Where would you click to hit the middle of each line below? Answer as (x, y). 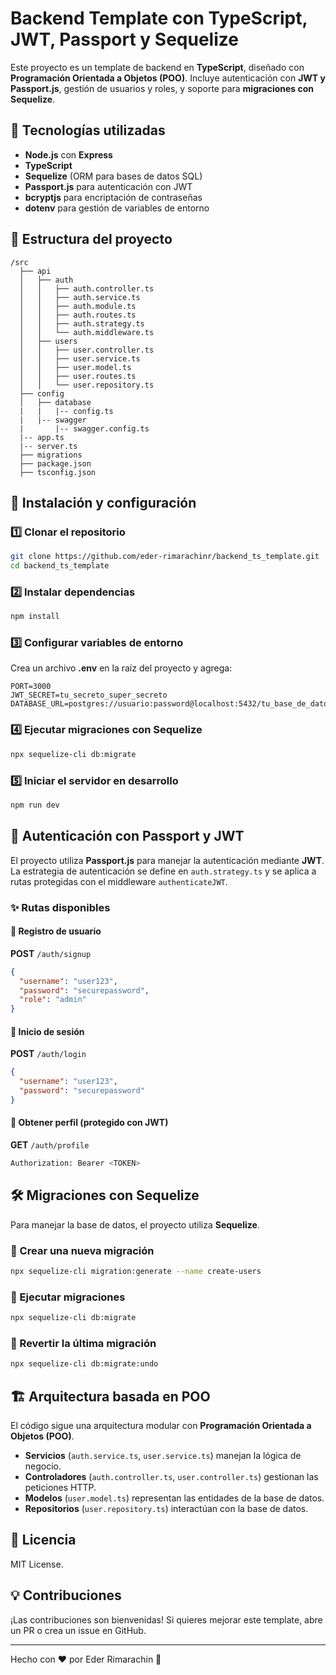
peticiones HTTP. (60, 1488)
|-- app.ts (42, 437)
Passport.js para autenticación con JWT (108, 186)
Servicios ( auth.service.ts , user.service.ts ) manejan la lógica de (163, 1456)
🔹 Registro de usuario (56, 931)
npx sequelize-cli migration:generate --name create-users (136, 1272)
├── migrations (51, 455)
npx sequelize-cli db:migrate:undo (84, 1364)
